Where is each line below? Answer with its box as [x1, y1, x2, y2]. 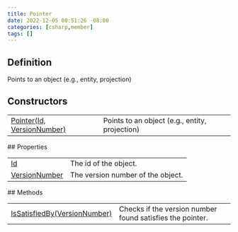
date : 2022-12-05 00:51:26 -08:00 [7, 17, 110, 24]
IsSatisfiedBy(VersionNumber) [11, 208, 113, 218]
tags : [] [7, 30, 33, 37]
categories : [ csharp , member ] [7, 23, 93, 30]
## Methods [7, 188, 43, 197]
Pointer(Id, [11, 115, 46, 125]
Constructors [7, 95, 68, 108]
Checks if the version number [119, 204, 217, 214]
